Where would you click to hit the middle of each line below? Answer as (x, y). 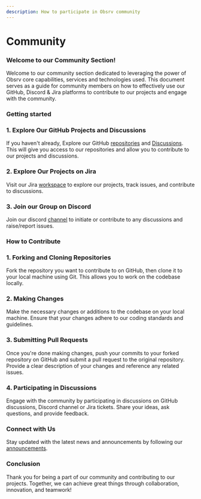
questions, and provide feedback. (48, 413)
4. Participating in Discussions (51, 388)
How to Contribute (33, 241)
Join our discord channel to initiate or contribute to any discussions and (95, 219)
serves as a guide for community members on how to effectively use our (96, 86)
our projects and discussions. (42, 156)
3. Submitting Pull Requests (47, 340)
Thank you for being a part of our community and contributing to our (91, 477)
